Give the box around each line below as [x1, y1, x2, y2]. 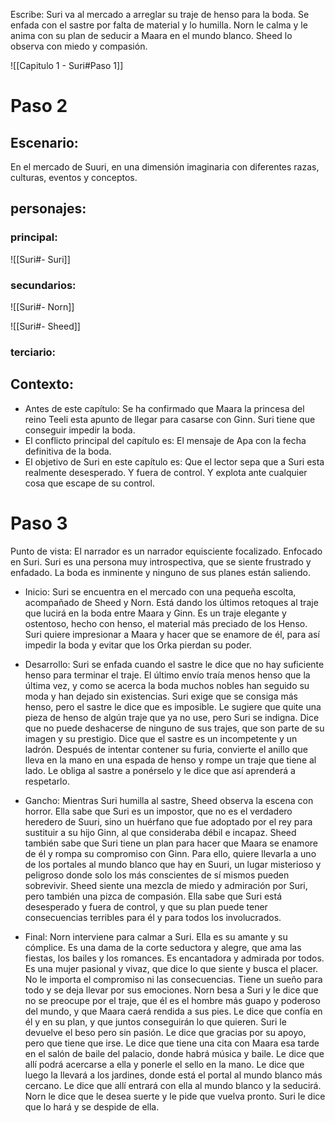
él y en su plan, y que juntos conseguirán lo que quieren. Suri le [24, 1015, 287, 1028]
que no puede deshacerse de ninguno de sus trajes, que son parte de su [24, 722, 325, 734]
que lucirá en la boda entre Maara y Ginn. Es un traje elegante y [24, 607, 287, 619]
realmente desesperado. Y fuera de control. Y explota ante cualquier [24, 466, 308, 478]
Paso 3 [10, 512, 68, 534]
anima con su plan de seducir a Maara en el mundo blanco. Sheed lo [10, 30, 293, 41]
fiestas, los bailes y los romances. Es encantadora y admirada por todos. [24, 952, 325, 964]
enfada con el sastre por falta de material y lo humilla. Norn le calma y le [10, 19, 308, 31]
